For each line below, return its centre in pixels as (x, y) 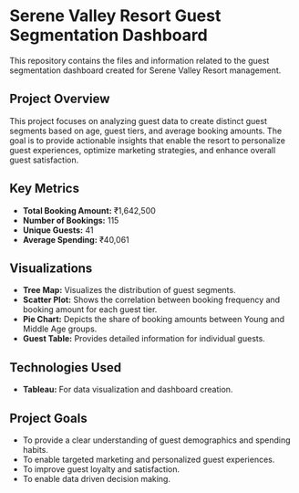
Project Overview (60, 99)
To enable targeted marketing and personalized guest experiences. (149, 459)
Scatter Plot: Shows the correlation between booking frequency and (151, 300)
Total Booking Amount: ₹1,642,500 (89, 210)
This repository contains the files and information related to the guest (139, 60)
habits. (35, 450)
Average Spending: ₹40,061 (76, 239)
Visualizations (51, 268)
